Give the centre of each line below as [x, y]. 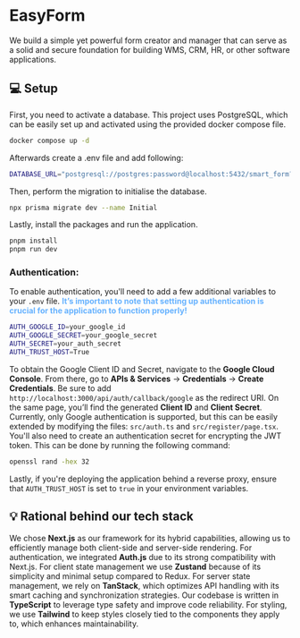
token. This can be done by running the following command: [120, 445]
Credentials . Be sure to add [60, 388]
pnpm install [33, 241]
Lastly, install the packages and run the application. [104, 225]
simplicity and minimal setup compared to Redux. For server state [130, 576]
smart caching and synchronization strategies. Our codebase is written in [144, 595]
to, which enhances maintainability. [74, 624]
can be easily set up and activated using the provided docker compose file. [148, 124]
